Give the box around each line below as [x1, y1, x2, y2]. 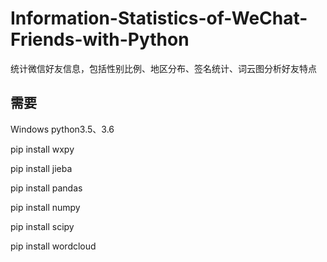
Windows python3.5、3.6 [10, 123, 115, 135]
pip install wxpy [10, 143, 75, 155]
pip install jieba [10, 162, 73, 174]
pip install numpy [10, 201, 81, 213]
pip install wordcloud [10, 240, 97, 252]
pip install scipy [10, 220, 75, 232]
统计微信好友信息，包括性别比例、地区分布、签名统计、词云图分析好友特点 [10, 62, 317, 74]
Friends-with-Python [10, 28, 190, 51]
